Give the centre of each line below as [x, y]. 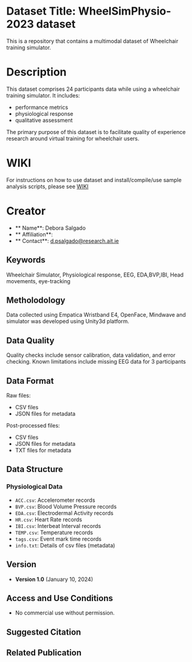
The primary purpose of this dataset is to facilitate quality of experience [96, 132]
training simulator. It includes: [43, 95]
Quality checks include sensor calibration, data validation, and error [91, 355]
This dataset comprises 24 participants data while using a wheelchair [93, 89]
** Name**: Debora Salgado [50, 228]
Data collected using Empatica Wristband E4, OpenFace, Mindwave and [96, 315]
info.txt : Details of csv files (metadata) [65, 545]
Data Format [30, 381]
